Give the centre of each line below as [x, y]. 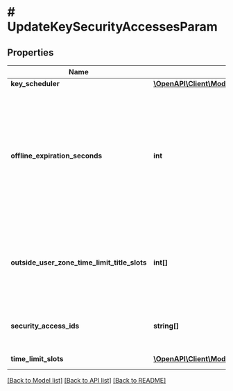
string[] [166, 326]
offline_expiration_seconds [57, 156]
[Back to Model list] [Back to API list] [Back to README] [87, 380]
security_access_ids [45, 326]
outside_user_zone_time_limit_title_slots [79, 263]
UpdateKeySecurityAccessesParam [113, 27]
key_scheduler [35, 84]
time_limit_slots [37, 359]
